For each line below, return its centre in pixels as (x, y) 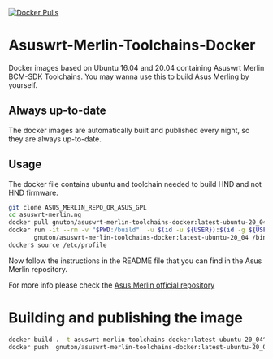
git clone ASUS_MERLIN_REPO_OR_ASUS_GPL (78, 207)
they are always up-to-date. (55, 139)
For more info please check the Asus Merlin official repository (112, 285)
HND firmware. (33, 192)
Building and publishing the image (126, 318)
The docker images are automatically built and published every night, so (129, 130)
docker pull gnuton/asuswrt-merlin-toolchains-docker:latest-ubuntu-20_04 (138, 223)
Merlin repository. (38, 269)
